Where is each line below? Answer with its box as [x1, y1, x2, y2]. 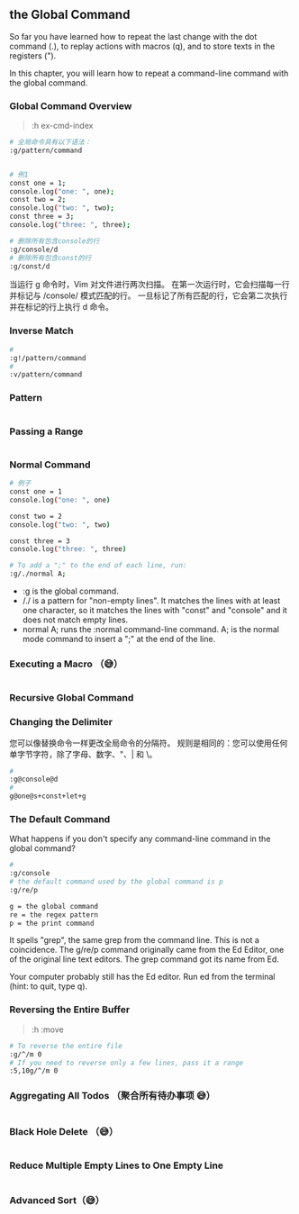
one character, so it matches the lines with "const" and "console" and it [22, 605, 288, 616]
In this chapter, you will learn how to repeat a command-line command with [9, 68, 289, 78]
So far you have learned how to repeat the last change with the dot [9, 31, 258, 41]
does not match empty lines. [22, 614, 129, 625]
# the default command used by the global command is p [9, 877, 223, 886]
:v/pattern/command [9, 370, 83, 379]
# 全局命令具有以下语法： [9, 138, 92, 147]
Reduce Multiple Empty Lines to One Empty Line [9, 1159, 223, 1172]
